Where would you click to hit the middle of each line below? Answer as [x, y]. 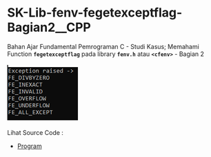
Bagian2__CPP [49, 27]
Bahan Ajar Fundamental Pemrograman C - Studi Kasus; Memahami [103, 46]
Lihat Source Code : [36, 132]
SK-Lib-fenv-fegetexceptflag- [95, 13]
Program [30, 146]
